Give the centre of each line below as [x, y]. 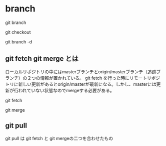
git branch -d [19, 42]
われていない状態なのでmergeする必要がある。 [66, 90]
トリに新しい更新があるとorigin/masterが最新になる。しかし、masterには [81, 84]
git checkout [18, 32]
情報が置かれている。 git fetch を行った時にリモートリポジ [100, 78]
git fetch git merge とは [42, 59]
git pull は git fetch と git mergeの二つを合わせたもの [59, 138]
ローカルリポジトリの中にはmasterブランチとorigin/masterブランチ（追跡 [81, 72]
